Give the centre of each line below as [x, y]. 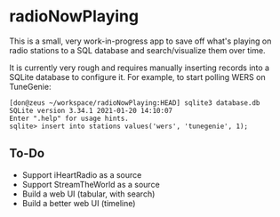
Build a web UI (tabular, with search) [88, 194]
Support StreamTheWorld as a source [91, 184]
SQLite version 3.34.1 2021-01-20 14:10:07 [91, 110]
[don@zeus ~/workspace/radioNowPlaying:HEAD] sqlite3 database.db [135, 103]
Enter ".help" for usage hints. [69, 118]
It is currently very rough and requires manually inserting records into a [139, 68]
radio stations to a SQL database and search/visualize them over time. [137, 50]
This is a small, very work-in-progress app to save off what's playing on [140, 41]
